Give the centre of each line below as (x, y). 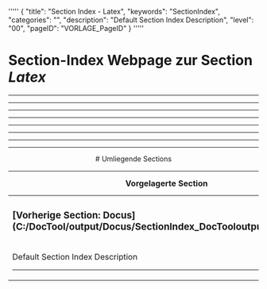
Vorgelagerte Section (166, 183)
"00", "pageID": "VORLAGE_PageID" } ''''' (76, 28)
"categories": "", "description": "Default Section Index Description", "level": (131, 20)
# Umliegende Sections (133, 159)
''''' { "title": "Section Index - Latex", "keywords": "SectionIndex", (114, 12)
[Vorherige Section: (56, 216)
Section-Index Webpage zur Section (130, 61)
